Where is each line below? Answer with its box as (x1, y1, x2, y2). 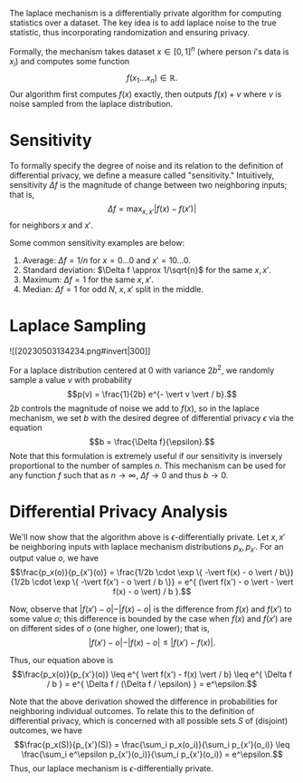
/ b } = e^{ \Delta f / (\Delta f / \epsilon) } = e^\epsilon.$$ (46, 679, 258, 690)
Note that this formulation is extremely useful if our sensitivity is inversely (9, 450, 283, 461)
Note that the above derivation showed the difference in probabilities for (9, 696, 279, 707)
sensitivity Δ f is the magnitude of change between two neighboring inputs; (9, 180, 288, 191)
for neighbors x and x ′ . (9, 220, 93, 230)
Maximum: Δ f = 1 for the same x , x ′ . (22, 274, 154, 285)
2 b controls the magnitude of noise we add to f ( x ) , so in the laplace (9, 403, 260, 414)
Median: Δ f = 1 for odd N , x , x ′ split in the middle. (22, 283, 204, 294)
